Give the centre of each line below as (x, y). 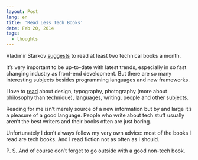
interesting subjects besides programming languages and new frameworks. (98, 80)
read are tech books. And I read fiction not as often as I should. (83, 139)
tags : (13, 34)
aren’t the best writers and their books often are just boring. (79, 121)
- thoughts (25, 39)
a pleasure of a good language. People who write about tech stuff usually (95, 115)
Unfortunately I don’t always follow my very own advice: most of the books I (99, 133)
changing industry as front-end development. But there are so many (89, 74)
